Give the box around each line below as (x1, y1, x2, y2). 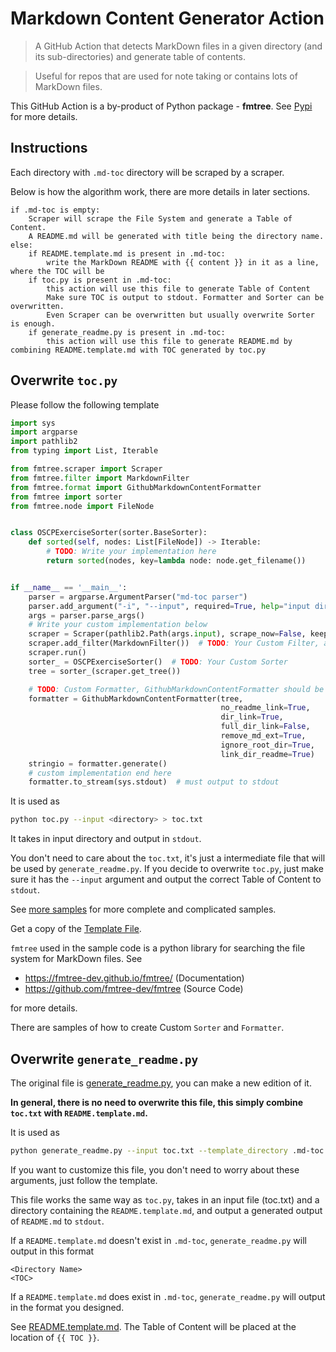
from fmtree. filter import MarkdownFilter (10, 473, 190, 483)
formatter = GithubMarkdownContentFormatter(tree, (28, 693, 244, 704)
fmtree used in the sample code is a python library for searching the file (10, 942, 306, 954)
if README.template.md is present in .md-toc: (28, 248, 226, 259)
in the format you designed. (10, 1301, 125, 1313)
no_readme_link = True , (220, 703, 311, 713)
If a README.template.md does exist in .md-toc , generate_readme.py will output (10, 1290, 326, 1302)
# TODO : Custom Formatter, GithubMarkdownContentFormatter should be (28, 684, 325, 694)
